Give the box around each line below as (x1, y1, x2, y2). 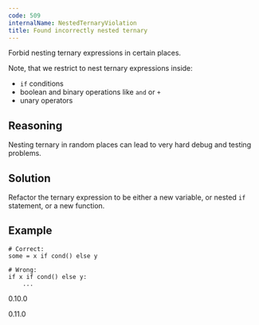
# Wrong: (8, 265, 37, 274)
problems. (8, 149, 41, 158)
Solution (8, 172, 51, 185)
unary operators (19, 96, 73, 106)
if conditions (19, 79, 64, 88)
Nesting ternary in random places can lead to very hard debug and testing (8, 140, 252, 149)
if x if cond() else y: (8, 273, 88, 281)
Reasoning (8, 118, 63, 132)
